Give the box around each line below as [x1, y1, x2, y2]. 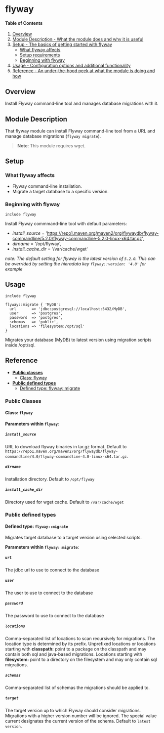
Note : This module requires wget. [17, 143, 85, 149]
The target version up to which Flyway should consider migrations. [5, 707, 141, 713]
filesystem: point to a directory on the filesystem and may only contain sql [5, 656, 157, 662]
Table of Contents [5, 20, 43, 26]
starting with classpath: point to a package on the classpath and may [5, 646, 147, 652]
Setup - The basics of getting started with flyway [12, 42, 113, 47]
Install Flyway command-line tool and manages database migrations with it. [5, 100, 159, 107]
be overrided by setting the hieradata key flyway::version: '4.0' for [5, 261, 147, 266]
